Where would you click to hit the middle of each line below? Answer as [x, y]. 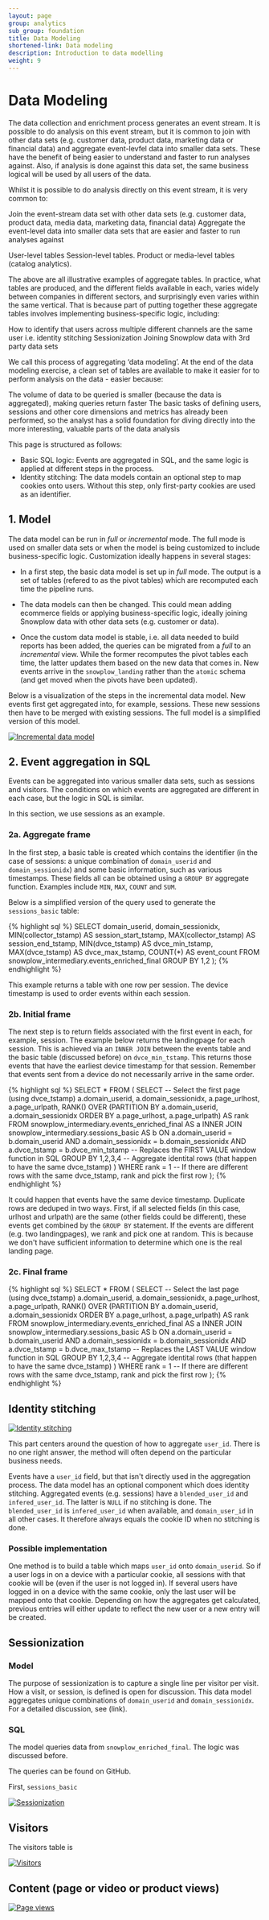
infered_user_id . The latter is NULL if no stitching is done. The [110, 1502]
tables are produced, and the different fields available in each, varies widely [134, 287]
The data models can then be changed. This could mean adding [126, 604]
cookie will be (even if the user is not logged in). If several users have [123, 1583]
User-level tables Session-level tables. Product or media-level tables [122, 255]
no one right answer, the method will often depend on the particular [120, 1452]
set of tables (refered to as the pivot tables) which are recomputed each [139, 580]
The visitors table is [41, 1848]
